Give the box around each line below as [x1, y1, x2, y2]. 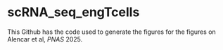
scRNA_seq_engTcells [7, 4, 140, 20]
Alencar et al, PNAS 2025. [7, 35, 83, 43]
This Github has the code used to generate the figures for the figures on [7, 27, 216, 36]
